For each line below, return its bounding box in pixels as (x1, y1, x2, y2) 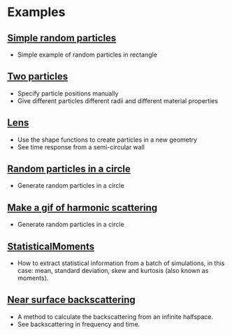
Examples (7, 4, 66, 20)
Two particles (7, 70, 68, 82)
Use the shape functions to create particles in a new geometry (17, 135, 198, 144)
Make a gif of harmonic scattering (7, 202, 158, 214)
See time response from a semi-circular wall (17, 142, 145, 151)
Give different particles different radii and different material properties (17, 96, 219, 105)
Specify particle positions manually (17, 89, 119, 98)
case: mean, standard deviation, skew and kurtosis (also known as (17, 267, 209, 275)
